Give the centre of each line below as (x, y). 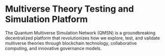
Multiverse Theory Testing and (69, 9)
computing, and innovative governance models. (53, 48)
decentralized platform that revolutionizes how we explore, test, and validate (82, 38)
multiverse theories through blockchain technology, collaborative (71, 43)
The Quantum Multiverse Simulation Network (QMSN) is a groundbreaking (80, 33)
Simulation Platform (47, 19)
